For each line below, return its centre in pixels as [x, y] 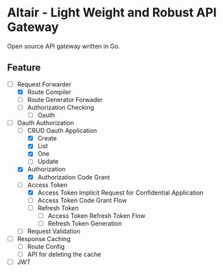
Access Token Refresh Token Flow [97, 215]
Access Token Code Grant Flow [82, 200]
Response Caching [44, 239]
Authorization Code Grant [74, 177]
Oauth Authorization [45, 123]
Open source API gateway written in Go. [63, 46]
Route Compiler [49, 92]
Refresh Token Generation [85, 223]
